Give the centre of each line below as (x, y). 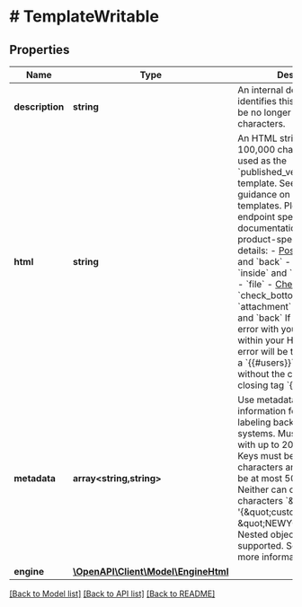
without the (262, 374)
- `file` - (255, 284)
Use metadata (267, 400)
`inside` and (262, 273)
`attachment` (265, 307)
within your (261, 340)
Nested (253, 534)
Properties (40, 50)
